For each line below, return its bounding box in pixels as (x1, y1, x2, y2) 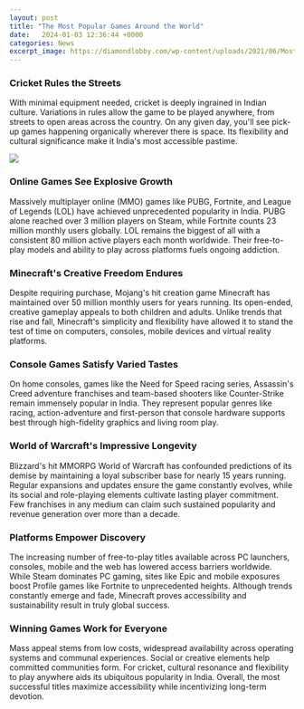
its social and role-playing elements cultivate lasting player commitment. (9, 489, 279, 500)
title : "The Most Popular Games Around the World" (9, 22, 204, 31)
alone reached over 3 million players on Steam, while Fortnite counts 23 (9, 215, 277, 226)
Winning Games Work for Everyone (9, 622, 167, 635)
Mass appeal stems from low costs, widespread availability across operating (9, 643, 294, 654)
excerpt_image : (9, 47, 67, 56)
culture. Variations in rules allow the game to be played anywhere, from (9, 107, 275, 118)
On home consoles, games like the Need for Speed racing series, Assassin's (9, 378, 294, 389)
